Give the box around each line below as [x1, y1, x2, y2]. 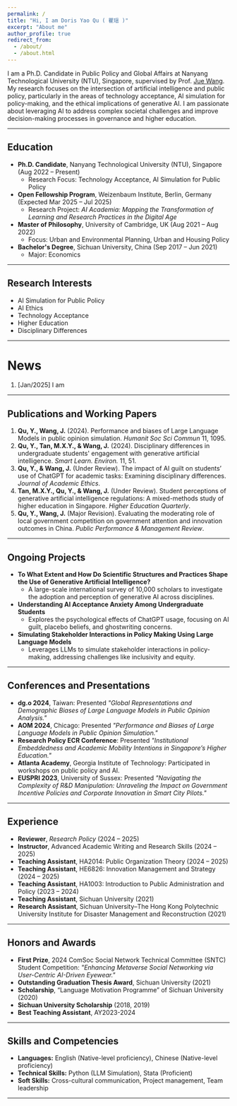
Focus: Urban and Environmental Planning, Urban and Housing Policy [28, 235, 230, 244]
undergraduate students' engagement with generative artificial [17, 449, 200, 458]
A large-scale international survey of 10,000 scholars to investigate [28, 585, 223, 594]
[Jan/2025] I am [17, 381, 65, 389]
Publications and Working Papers [7, 408, 157, 420]
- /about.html [13, 50, 55, 57]
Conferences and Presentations [7, 680, 150, 692]
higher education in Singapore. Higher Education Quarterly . [17, 502, 191, 510]
